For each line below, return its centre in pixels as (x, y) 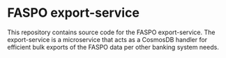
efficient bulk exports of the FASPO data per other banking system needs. (113, 47)
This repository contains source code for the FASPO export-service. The (111, 32)
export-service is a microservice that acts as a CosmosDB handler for (107, 39)
